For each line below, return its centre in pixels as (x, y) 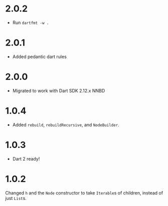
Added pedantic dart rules (39, 56)
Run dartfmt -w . (31, 22)
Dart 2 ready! (26, 158)
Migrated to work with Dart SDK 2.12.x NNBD (59, 90)
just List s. (16, 198)
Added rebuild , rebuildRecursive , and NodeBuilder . (66, 124)
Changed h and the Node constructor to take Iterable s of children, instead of (84, 192)
